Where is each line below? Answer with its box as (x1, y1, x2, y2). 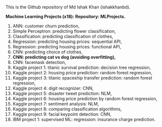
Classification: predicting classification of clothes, (12, 34, 114, 39)
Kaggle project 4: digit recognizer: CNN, (12, 85, 94, 91)
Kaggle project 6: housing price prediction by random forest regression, (12, 96, 158, 102)
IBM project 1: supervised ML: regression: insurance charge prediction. (12, 117, 156, 122)
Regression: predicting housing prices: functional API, (12, 44, 121, 49)
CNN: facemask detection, (12, 60, 67, 65)
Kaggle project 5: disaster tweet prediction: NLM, (12, 90, 112, 96)
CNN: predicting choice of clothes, (12, 49, 83, 55)
